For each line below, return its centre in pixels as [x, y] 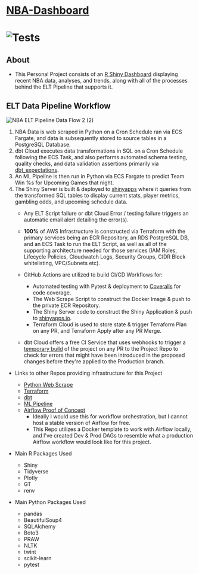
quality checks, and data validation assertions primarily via [87, 163]
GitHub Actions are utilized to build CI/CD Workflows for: [93, 275]
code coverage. [52, 293]
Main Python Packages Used [50, 502]
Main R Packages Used [43, 453]
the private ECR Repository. [66, 305]
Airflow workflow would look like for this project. [92, 442]
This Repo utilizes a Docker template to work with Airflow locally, [112, 429]
